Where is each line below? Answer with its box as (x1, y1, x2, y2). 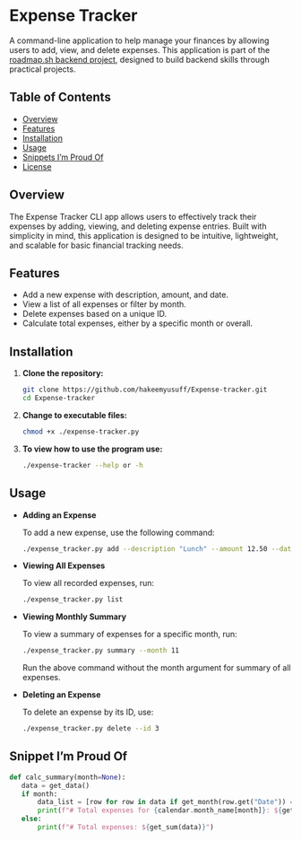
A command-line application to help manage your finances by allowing (9, 35, 270, 46)
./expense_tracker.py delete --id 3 (21, 724, 159, 733)
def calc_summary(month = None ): (9, 773, 126, 782)
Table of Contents (9, 90, 112, 105)
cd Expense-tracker (21, 394, 96, 403)
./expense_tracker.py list (21, 595, 124, 604)
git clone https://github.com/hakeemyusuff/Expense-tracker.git (21, 385, 268, 395)
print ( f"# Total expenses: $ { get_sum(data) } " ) (37, 823, 215, 832)
